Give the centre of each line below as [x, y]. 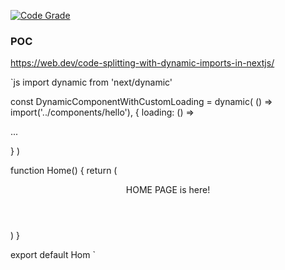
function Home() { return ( [64, 171]
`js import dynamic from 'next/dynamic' [91, 82]
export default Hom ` [53, 255]
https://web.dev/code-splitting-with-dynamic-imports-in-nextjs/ [142, 63]
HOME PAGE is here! [168, 190]
